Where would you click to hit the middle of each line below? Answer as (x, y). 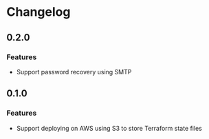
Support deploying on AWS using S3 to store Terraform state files (109, 128)
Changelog (38, 12)
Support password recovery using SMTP (74, 72)
